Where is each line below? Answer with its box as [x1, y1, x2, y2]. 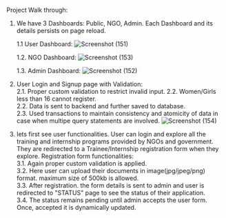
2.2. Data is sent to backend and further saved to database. [16, 102, 186, 110]
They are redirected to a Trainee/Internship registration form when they [16, 145, 219, 152]
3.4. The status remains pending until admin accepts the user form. [16, 196, 207, 204]
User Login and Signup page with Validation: [16, 80, 143, 88]
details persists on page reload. [16, 27, 106, 34]
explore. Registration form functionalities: [16, 152, 134, 160]
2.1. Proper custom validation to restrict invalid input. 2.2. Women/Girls [16, 88, 216, 95]
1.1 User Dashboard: [16, 40, 73, 48]
